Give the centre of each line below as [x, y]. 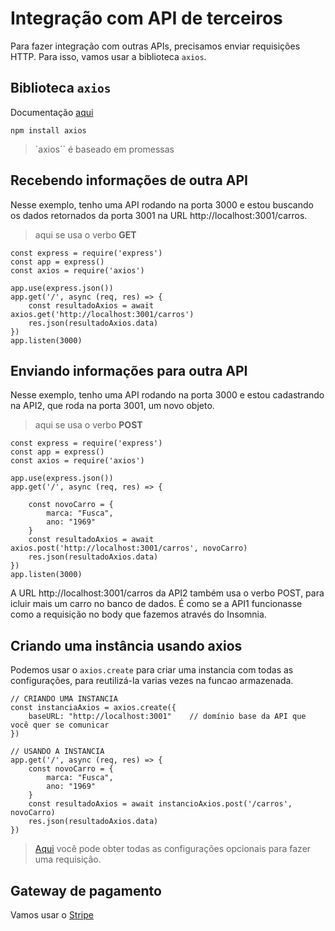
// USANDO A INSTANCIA [57, 752]
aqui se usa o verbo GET [85, 234]
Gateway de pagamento [86, 890]
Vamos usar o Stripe [52, 915]
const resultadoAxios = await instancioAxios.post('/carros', [160, 804]
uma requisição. [68, 859]
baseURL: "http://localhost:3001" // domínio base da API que [167, 717]
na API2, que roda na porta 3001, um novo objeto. [112, 406]
